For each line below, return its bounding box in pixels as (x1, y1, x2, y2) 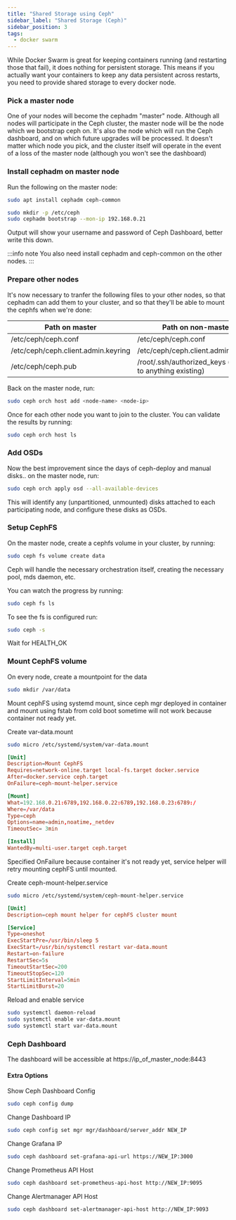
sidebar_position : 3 (7, 23, 68, 30)
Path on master (44, 322, 97, 332)
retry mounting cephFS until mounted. (7, 864, 117, 873)
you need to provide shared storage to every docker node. (7, 78, 176, 87)
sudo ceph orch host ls (7, 431, 77, 439)
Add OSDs (7, 448, 44, 458)
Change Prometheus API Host (7, 1166, 93, 1174)
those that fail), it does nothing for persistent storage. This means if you (7, 63, 215, 72)
